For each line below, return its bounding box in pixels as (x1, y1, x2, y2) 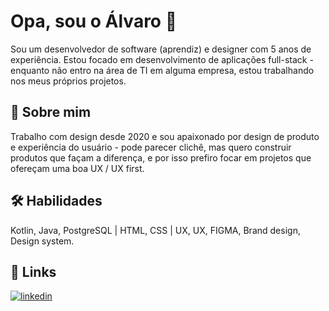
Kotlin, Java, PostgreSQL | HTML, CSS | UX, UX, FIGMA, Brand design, (10, 224, 301, 236)
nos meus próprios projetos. (10, 75, 127, 87)
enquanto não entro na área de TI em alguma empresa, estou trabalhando (10, 64, 315, 76)
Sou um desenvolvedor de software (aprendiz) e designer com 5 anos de (10, 43, 312, 55)
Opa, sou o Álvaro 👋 (10, 10, 178, 33)
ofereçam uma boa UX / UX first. (10, 162, 145, 174)
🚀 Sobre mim (10, 104, 92, 121)
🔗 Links (10, 263, 57, 280)
